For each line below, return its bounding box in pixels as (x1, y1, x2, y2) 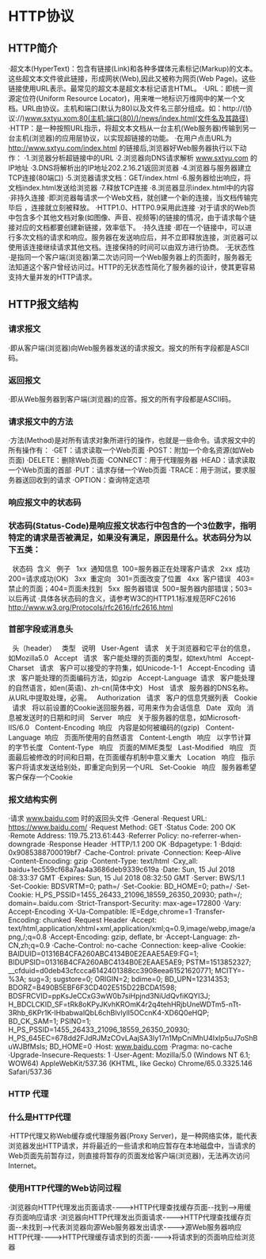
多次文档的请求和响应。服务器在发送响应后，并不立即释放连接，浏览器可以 (14, 233, 258, 242)
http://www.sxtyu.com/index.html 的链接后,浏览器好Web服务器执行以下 (8, 144, 240, 152)
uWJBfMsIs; (8, 1041, 47, 1052)
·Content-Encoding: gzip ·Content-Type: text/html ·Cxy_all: (8, 857, 198, 866)
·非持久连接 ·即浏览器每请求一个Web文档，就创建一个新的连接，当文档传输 (8, 193, 251, 202)
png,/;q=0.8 (8, 932, 47, 941)
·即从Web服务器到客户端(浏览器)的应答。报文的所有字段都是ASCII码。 (8, 394, 236, 403)
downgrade (8, 839, 46, 849)
